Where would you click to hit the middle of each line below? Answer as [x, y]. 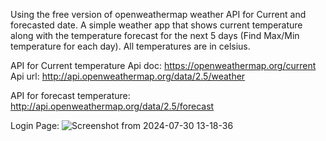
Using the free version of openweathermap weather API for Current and [158, 14]
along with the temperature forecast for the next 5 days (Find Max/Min [155, 35]
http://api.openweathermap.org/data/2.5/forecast [112, 106]
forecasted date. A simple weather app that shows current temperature [156, 25]
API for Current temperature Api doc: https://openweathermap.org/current [163, 65]
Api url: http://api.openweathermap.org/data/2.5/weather [128, 76]
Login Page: [35, 125]
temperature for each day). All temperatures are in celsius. [130, 46]
